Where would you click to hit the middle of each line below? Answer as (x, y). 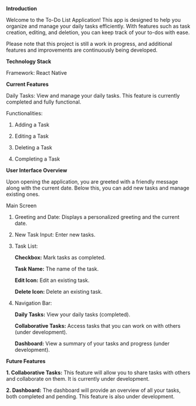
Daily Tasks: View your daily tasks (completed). (72, 315)
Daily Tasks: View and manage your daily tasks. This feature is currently (93, 96)
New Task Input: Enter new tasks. (55, 234)
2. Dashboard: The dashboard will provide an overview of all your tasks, (93, 390)
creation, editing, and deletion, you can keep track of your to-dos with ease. (98, 32)
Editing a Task (31, 136)
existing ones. (23, 194)
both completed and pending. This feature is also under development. (90, 396)
